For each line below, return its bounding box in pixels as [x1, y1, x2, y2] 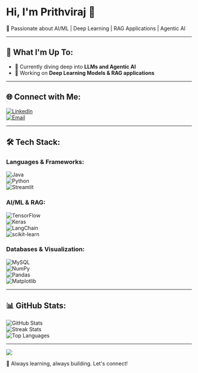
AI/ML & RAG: [6, 199, 46, 207]
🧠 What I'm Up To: [6, 47, 74, 58]
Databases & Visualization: [6, 245, 85, 253]
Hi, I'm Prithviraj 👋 [6, 5, 95, 19]
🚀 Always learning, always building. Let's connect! [6, 359, 128, 367]
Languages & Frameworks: [6, 157, 84, 166]
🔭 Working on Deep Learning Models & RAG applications [14, 69, 155, 76]
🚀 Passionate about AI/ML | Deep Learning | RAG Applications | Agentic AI [6, 25, 186, 32]
